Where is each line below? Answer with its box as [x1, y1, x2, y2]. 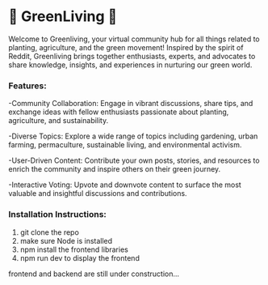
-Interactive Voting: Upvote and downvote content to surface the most [8, 180, 242, 189]
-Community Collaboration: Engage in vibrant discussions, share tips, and [8, 99, 253, 108]
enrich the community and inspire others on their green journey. [8, 164, 221, 174]
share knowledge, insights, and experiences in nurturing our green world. [8, 60, 253, 70]
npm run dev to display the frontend [19, 253, 140, 262]
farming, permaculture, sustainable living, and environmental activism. [8, 140, 242, 150]
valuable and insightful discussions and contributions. [8, 189, 187, 198]
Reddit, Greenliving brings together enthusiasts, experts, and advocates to [8, 51, 256, 61]
